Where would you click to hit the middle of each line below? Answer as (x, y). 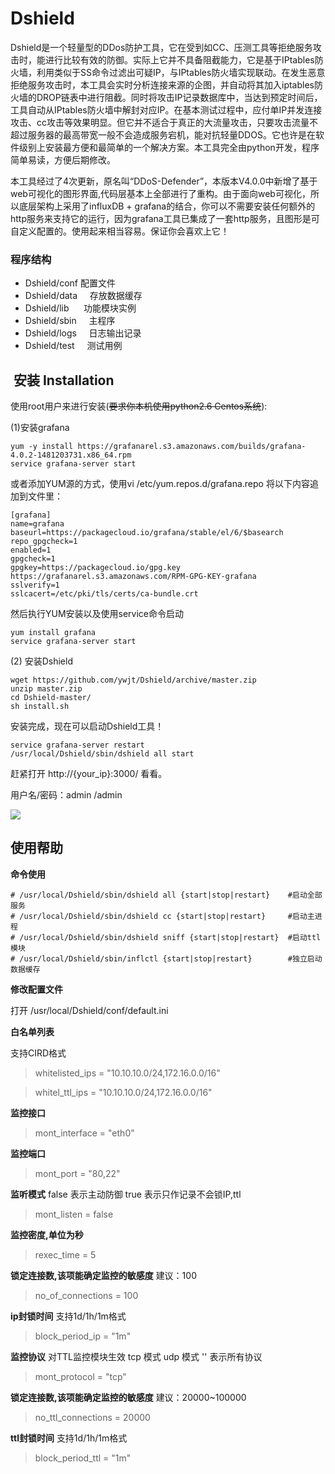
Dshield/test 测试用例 (73, 346)
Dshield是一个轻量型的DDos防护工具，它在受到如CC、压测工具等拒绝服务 (161, 47)
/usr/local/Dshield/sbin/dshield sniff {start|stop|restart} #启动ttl (170, 937)
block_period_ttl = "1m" (83, 1458)
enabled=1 (31, 550)
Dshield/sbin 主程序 (70, 321)
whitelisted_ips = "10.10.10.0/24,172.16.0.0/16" (127, 1073)
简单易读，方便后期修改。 (63, 159)
